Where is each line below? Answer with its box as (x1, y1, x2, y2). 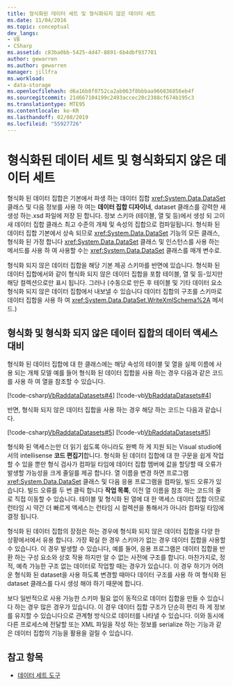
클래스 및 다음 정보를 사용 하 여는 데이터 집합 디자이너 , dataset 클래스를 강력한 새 (7, 203, 226, 211)
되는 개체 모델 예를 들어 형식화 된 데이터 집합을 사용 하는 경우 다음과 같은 (14, 368, 211, 377)
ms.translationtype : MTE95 (7, 101, 86, 108)
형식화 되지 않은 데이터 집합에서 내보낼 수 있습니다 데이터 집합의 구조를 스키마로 (7, 287, 223, 296)
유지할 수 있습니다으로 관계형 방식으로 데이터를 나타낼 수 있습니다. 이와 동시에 (14, 611, 225, 620)
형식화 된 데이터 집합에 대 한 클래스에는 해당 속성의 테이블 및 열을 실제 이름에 (7, 360, 215, 368)
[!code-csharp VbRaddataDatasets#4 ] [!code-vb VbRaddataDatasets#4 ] (7, 391, 211, 400)
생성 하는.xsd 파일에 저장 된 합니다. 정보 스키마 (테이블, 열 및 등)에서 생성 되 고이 (7, 212, 225, 220)
